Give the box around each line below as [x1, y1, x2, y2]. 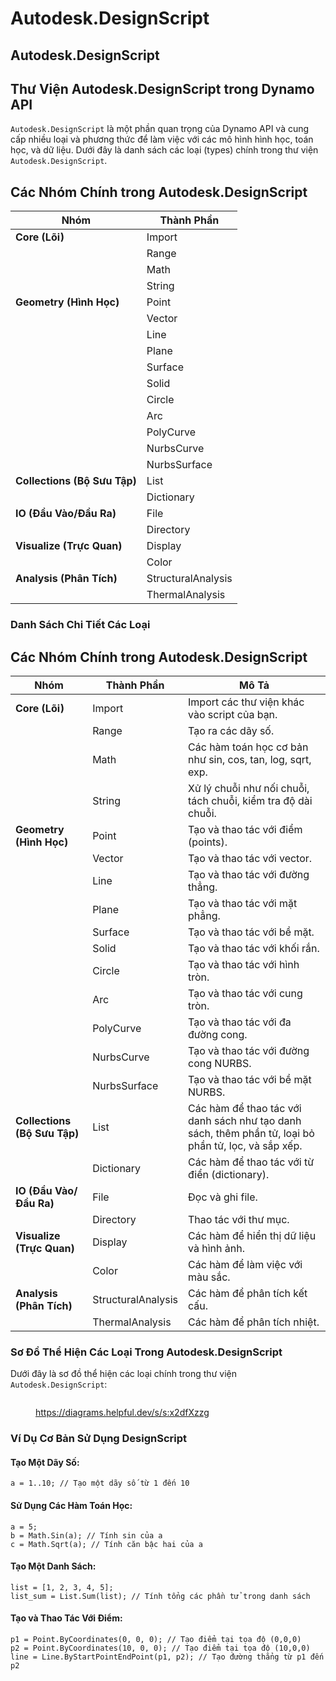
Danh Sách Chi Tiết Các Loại [10, 618, 151, 632]
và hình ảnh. [188, 1241, 245, 1255]
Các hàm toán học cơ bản [188, 740, 309, 754]
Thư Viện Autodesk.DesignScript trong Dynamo [10, 80, 315, 97]
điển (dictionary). [188, 1167, 270, 1181]
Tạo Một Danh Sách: [10, 1560, 97, 1572]
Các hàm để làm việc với [188, 1257, 303, 1271]
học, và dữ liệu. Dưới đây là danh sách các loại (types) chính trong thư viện [10, 144, 319, 156]
